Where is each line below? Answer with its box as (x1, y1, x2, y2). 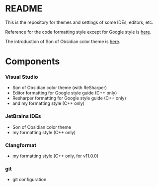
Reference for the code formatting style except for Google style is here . (5, 29, 152, 35)
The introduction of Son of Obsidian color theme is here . (5, 38, 121, 45)
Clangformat (5, 141, 36, 148)
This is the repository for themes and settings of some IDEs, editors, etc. (5, 19, 154, 25)
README (5, 3, 43, 14)
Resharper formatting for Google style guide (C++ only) (12, 95, 127, 101)
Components (5, 56, 60, 67)
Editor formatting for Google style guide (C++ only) (12, 90, 117, 96)
